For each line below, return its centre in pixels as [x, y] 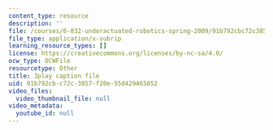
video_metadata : [36, 106]
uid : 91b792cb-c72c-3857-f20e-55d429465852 [83, 83]
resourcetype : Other [43, 69]
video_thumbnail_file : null [63, 99]
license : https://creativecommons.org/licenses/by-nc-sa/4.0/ [116, 53]
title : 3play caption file [54, 76]
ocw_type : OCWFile [39, 61]
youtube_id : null [45, 114]
